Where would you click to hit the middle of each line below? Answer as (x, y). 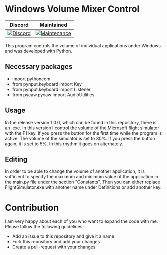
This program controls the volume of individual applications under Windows (83, 45)
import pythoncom (31, 79)
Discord (19, 25)
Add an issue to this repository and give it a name (63, 236)
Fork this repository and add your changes (56, 242)
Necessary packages (39, 67)
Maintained (53, 25)
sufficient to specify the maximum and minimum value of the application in (82, 177)
